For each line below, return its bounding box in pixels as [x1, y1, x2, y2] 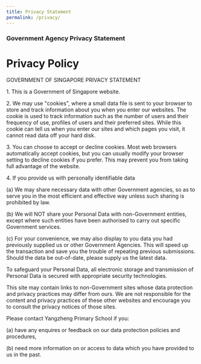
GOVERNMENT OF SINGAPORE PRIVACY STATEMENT [6, 77, 141, 84]
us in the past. [6, 351, 42, 359]
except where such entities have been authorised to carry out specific [6, 217, 181, 224]
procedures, [6, 333, 37, 340]
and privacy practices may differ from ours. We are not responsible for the [6, 290, 191, 298]
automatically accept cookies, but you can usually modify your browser [6, 150, 184, 157]
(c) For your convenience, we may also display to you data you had [6, 235, 173, 242]
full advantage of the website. [6, 163, 80, 170]
